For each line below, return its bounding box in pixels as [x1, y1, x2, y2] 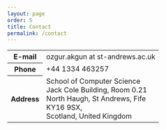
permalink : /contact [7, 29, 68, 37]
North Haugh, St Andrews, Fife [46, 94, 146, 103]
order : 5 [7, 17, 33, 24]
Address [10, 94, 40, 103]
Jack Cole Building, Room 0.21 [46, 85, 148, 94]
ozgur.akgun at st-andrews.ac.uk [46, 52, 156, 62]
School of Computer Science [46, 76, 141, 86]
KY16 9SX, [46, 102, 82, 112]
